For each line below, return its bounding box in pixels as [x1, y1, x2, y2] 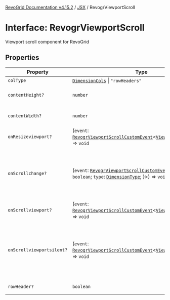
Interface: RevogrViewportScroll [5, 22, 145, 33]
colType [8, 77, 26, 83]
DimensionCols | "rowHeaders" [72, 77, 142, 84]
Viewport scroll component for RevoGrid [5, 38, 90, 45]
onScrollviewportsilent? [8, 247, 68, 252]
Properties [5, 53, 39, 62]
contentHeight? [8, 92, 45, 98]
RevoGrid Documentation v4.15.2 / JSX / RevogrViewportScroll [5, 5, 135, 10]
